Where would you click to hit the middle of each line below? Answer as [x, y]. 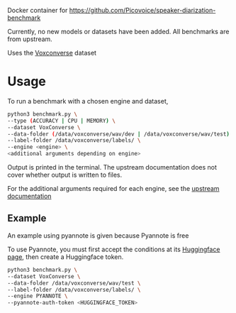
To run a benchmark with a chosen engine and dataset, [88, 101]
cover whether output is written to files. [65, 175]
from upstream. [30, 39]
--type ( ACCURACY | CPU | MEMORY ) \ [61, 121]
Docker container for [38, 10]
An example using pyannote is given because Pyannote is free [98, 235]
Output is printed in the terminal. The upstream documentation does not [112, 168]
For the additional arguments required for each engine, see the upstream [113, 189]
